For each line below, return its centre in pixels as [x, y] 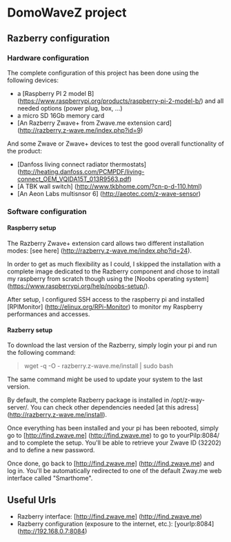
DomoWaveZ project [67, 13]
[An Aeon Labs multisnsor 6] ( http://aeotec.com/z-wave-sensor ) [109, 193]
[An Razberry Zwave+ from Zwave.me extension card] [94, 123]
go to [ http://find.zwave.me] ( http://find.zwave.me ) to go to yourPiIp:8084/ [113, 436]
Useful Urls [32, 500]
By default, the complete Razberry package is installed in [88, 400]
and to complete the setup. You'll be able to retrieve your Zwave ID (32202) [114, 443]
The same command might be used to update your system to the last [105, 379]
